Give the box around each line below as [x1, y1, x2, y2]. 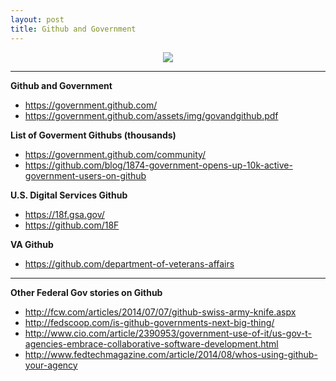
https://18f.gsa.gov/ [24, 208, 105, 220]
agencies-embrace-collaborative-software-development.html [24, 337, 279, 350]
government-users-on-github [24, 169, 147, 181]
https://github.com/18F [24, 219, 120, 231]
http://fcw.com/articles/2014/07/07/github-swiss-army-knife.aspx [24, 306, 297, 318]
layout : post [10, 14, 65, 25]
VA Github [10, 238, 54, 250]
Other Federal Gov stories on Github [10, 286, 163, 298]
